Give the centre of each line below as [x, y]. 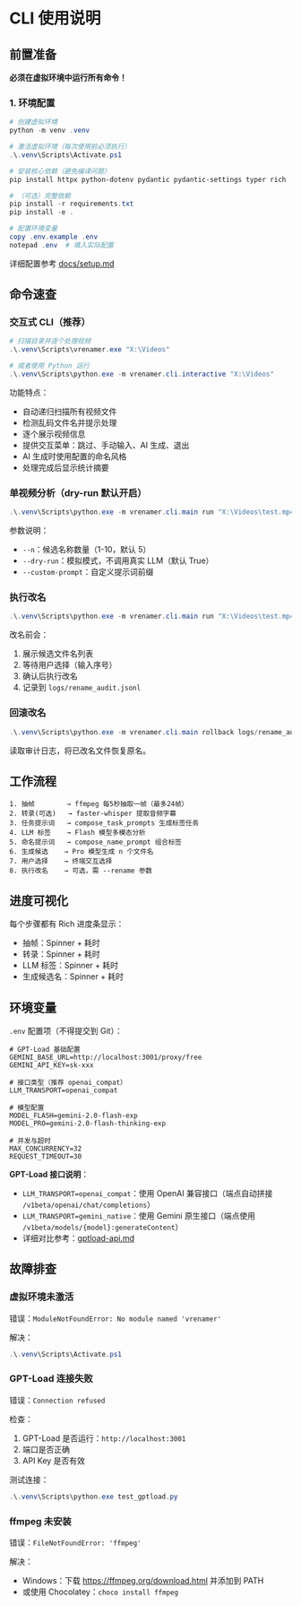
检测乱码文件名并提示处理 [69, 422]
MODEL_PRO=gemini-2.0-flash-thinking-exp [88, 1123]
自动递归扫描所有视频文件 [69, 411]
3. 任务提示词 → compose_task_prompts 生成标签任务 [104, 823]
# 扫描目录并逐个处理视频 [50, 342]
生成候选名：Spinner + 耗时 [73, 977]
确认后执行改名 [50, 676]
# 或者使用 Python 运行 [49, 366]
